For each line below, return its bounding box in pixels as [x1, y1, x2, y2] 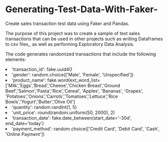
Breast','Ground [87, 82, 120, 89]
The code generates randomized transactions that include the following [5, 51, 156, 57]
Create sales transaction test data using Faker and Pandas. [5, 20, 130, 26]
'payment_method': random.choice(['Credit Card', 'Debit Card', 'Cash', [12, 126, 160, 132]
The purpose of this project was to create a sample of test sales [5, 30, 140, 36]
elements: [5, 56, 27, 62]
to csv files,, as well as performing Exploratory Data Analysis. [5, 41, 135, 47]
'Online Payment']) [5, 131, 45, 137]
